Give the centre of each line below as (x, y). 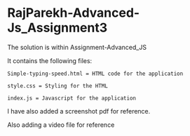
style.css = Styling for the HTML (58, 86)
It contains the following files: (50, 60)
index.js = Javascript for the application (72, 98)
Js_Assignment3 (57, 28)
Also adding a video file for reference (61, 125)
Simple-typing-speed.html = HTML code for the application (95, 74)
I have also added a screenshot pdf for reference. (79, 111)
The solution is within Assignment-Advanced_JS (77, 47)
